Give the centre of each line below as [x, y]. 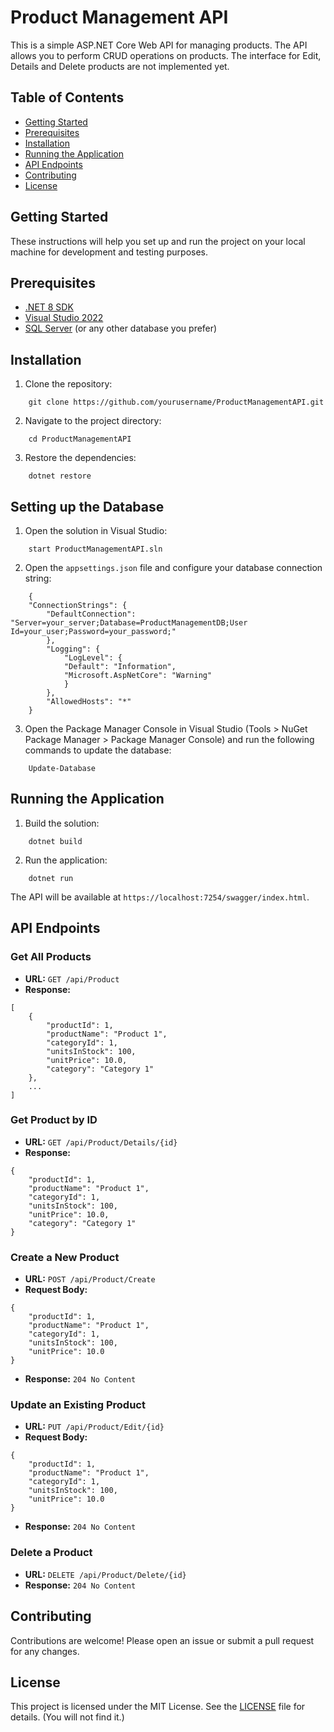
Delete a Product [51, 1553]
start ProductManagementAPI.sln [95, 549]
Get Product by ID [54, 1120]
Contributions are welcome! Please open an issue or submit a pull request [162, 1640]
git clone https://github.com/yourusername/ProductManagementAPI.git [176, 402]
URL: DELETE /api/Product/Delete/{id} [105, 1574]
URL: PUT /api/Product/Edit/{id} [94, 1427]
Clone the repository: [68, 384]
